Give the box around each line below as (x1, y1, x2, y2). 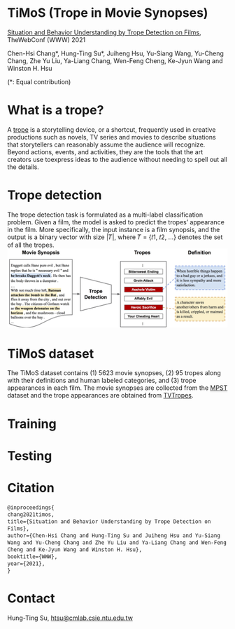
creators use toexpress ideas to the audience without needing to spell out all (7, 155, 227, 163)
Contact (7, 590, 55, 606)
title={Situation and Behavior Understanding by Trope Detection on (7, 518, 211, 525)
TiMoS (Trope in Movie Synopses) (7, 5, 208, 21)
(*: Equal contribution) (7, 77, 71, 86)
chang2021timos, (7, 510, 55, 518)
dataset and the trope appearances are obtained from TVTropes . (7, 391, 194, 400)
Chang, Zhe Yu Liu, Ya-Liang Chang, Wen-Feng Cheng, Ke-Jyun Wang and (7, 56, 223, 65)
